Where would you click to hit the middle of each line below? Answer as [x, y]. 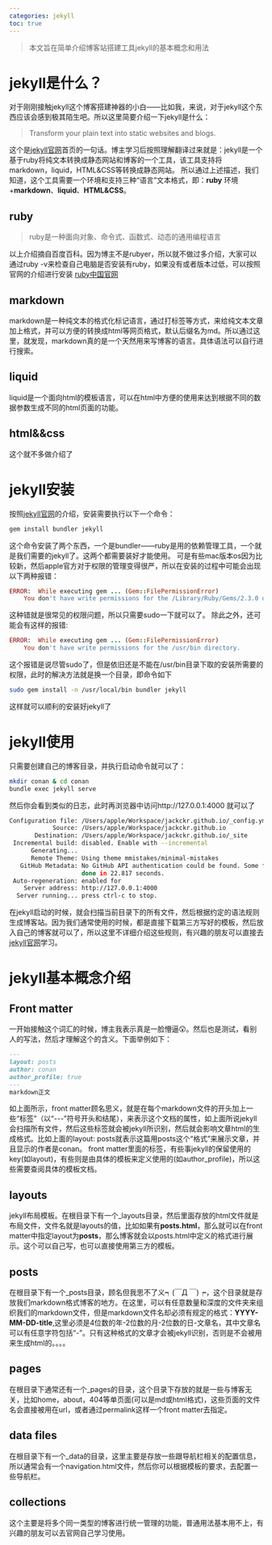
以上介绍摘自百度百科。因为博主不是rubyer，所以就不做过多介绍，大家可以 [133, 254]
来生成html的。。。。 [40, 1343]
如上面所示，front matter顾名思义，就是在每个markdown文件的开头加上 [128, 1108]
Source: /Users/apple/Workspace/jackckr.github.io [139, 828]
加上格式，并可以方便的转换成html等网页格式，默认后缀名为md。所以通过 [131, 331]
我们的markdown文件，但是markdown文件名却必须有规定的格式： [125, 1313]
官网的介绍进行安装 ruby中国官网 [64, 274]
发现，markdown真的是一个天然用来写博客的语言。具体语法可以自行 [143, 341]
